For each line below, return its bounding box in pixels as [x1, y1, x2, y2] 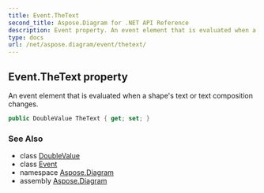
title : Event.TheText [8, 11, 80, 20]
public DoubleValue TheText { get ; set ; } [8, 114, 150, 122]
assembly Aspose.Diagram [19, 176, 107, 186]
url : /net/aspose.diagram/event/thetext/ [8, 41, 147, 49]
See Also [8, 133, 43, 144]
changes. [8, 99, 39, 109]
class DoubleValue [19, 151, 81, 161]
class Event [19, 159, 58, 169]
